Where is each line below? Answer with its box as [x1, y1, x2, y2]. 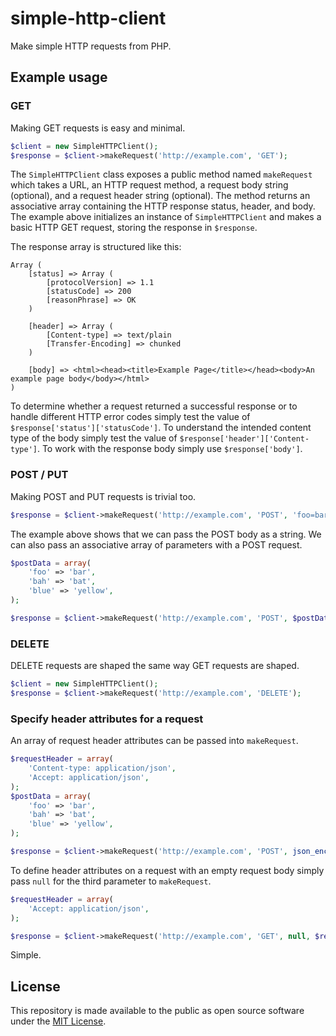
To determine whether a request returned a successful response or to [10, 400, 298, 412]
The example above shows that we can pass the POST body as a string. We [10, 528, 322, 540]
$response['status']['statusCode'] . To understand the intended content [10, 422, 312, 434]
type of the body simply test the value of [10, 432, 178, 444]
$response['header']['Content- [179, 434, 310, 444]
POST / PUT [10, 468, 69, 482]
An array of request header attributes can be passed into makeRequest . [10, 735, 299, 747]
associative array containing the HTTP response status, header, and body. [10, 200, 316, 212]
